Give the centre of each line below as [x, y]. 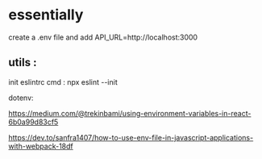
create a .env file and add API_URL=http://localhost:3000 [103, 37]
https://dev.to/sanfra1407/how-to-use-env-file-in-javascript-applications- [131, 137]
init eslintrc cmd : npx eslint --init [63, 82]
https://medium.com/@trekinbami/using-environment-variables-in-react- [130, 113]
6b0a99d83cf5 [33, 122]
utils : [23, 63]
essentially [46, 15]
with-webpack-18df [41, 146]
